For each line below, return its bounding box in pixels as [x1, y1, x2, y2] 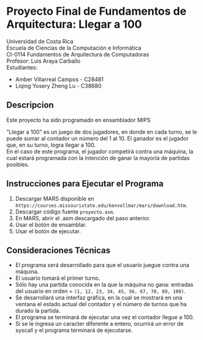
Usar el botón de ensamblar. [15, 221, 87, 228]
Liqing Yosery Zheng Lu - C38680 [15, 82, 102, 90]
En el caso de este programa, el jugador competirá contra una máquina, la [6, 147, 194, 155]
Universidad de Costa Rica [6, 37, 74, 45]
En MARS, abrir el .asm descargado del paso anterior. [15, 214, 151, 222]
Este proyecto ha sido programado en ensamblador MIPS [6, 116, 151, 123]
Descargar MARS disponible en [15, 195, 94, 202]
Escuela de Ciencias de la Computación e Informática [6, 44, 142, 52]
